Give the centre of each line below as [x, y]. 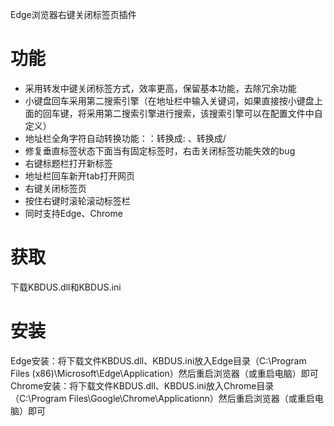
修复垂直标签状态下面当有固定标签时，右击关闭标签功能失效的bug [160, 150]
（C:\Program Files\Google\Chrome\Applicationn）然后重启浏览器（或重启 [162, 398]
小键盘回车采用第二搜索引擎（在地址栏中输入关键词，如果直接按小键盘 [169, 100]
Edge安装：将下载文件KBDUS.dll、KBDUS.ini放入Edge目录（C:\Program [158, 360]
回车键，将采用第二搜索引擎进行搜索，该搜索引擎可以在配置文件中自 [182, 113]
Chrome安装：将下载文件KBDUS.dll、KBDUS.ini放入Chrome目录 [142, 385]
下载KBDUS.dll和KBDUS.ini [66, 287]
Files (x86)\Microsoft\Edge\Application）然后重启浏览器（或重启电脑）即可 [164, 373]
